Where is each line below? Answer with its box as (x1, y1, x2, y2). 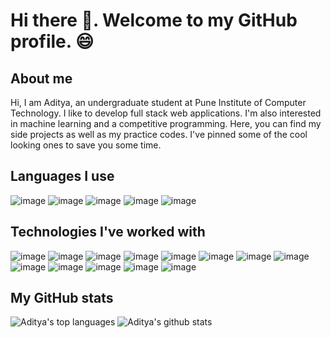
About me (10, 70, 73, 87)
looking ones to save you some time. (10, 139, 162, 151)
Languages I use (10, 168, 115, 185)
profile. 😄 (10, 30, 95, 53)
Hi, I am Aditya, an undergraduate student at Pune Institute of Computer (10, 97, 307, 108)
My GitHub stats (10, 290, 114, 307)
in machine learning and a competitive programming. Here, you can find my (10, 118, 322, 129)
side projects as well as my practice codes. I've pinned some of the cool (10, 129, 308, 140)
